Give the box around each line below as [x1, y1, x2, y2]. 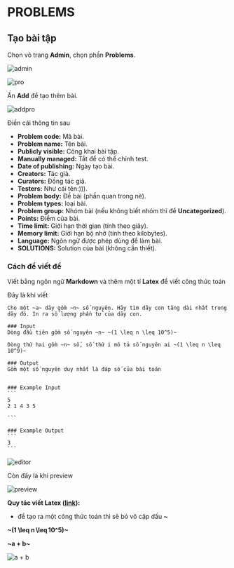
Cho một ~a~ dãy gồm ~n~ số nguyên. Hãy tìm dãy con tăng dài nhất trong [7, 304, 228, 312]
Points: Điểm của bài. [17, 215, 81, 222]
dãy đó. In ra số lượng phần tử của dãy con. [7, 311, 142, 318]
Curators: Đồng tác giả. [17, 177, 87, 185]
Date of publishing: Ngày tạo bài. [17, 162, 115, 170]
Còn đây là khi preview [7, 471, 74, 480]
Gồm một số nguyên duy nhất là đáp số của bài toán [7, 366, 161, 373]
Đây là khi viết [7, 291, 48, 299]
